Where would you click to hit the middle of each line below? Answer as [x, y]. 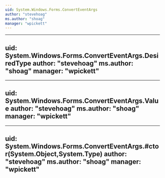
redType [18, 63]
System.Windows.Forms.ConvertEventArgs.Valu [82, 101]
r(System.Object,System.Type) [54, 154]
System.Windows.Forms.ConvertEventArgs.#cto [82, 146]
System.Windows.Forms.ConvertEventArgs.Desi [82, 55]
